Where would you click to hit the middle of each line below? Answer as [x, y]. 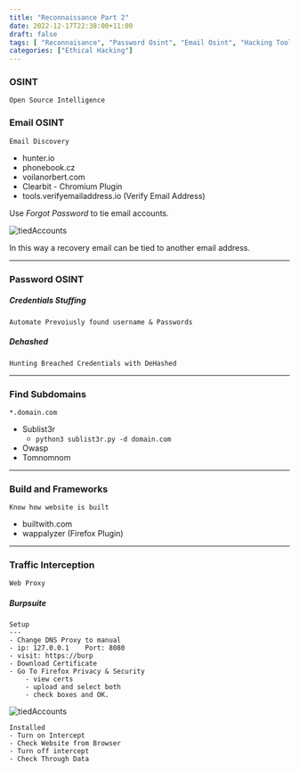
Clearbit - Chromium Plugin [72, 186]
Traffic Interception [52, 565]
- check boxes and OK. [67, 695]
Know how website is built [59, 508]
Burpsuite [28, 603]
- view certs [49, 679]
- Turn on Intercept [48, 736]
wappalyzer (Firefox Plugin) [73, 534]
